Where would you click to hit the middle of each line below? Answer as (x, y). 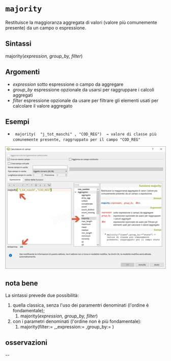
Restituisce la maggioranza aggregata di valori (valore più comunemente (81, 22)
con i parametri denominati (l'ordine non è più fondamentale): (77, 321)
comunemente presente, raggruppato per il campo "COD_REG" (77, 140)
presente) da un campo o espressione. (46, 27)
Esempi (17, 122)
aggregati (23, 95)
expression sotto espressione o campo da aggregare (68, 84)
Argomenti (22, 72)
